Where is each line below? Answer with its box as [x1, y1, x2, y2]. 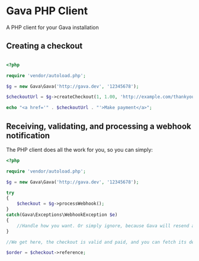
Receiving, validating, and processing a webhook [6, 121, 191, 131]
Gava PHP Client [6, 4, 88, 18]
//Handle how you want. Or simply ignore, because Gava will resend [17, 222, 190, 229]
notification [6, 130, 50, 141]
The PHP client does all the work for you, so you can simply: [6, 146, 153, 153]
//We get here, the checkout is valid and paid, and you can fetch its [6, 239, 187, 245]
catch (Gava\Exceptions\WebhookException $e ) [6, 212, 118, 218]
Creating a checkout [6, 41, 83, 51]
